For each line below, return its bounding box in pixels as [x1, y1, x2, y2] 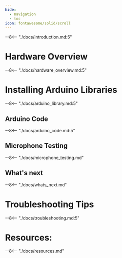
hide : [5, 7, 16, 12]
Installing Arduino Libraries [5, 84, 118, 96]
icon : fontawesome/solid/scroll [5, 20, 71, 26]
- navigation [9, 12, 36, 17]
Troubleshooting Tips [5, 198, 94, 210]
